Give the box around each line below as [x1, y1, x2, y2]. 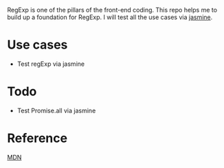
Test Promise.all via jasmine [16, 106, 96, 115]
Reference [7, 130, 67, 146]
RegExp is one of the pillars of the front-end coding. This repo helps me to [7, 6, 218, 14]
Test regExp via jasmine [16, 60, 85, 68]
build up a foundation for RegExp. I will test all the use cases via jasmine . [7, 13, 213, 21]
